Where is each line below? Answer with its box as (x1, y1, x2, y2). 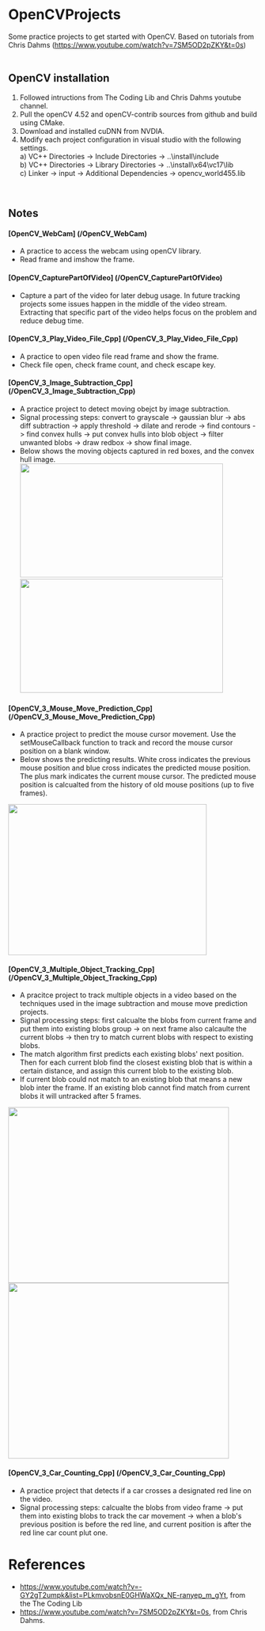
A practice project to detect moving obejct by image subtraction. (19, 404, 231, 413)
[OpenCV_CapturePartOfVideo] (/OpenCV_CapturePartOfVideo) (8, 272, 223, 282)
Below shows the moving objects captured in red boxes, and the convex (19, 446, 255, 455)
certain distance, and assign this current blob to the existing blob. (19, 1066, 234, 1076)
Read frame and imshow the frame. (19, 255, 135, 265)
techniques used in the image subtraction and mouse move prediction (19, 999, 248, 1008)
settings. (19, 143, 49, 152)
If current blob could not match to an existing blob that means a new (19, 1075, 243, 1084)
